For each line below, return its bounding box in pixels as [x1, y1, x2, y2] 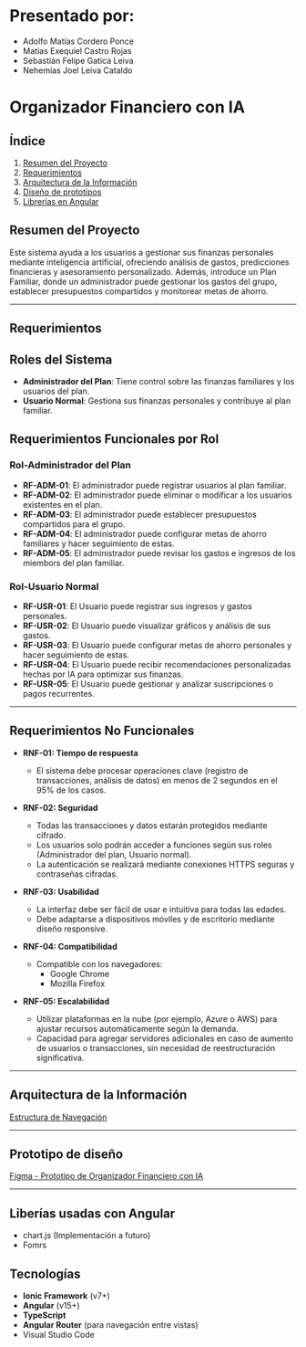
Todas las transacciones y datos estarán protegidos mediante [36, 819, 268, 831]
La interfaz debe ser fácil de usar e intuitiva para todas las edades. [36, 903, 287, 914]
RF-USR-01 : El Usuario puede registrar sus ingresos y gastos [22, 600, 252, 612]
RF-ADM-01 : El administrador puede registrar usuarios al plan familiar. [22, 479, 287, 490]
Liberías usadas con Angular [9, 1205, 176, 1221]
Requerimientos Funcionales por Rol [9, 431, 219, 447]
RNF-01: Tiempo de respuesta [22, 747, 138, 758]
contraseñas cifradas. [36, 868, 118, 879]
